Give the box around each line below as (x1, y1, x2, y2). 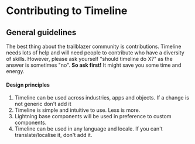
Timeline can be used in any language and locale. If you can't (14, 125, 163, 132)
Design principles (6, 81, 50, 88)
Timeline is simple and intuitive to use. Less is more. (14, 107, 141, 114)
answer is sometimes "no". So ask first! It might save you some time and (6, 61, 182, 68)
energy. (6, 68, 25, 74)
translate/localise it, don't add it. (14, 132, 93, 139)
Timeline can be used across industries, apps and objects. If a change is (14, 94, 189, 101)
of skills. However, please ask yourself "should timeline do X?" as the (6, 56, 173, 62)
